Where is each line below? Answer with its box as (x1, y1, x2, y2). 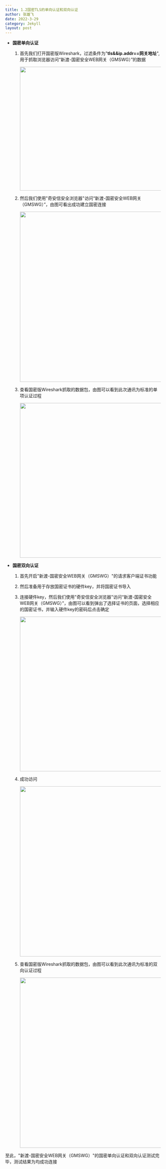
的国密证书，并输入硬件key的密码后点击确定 (19, 606, 110, 612)
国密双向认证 (12, 563, 39, 569)
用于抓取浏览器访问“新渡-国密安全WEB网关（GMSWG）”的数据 (19, 56, 146, 62)
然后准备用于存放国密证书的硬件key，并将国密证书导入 (19, 584, 131, 589)
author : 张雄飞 (5, 12, 34, 17)
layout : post (5, 26, 32, 31)
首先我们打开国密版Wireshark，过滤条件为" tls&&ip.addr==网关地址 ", (19, 51, 160, 56)
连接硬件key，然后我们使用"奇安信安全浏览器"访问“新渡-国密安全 (19, 594, 152, 600)
